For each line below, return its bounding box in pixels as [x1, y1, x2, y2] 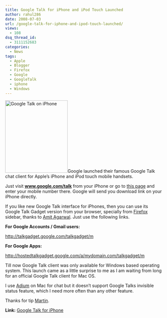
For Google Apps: [5, 243, 42, 249]
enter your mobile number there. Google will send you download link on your [5, 188, 162, 194]
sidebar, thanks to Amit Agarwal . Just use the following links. [5, 214, 130, 220]
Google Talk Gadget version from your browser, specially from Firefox [5, 208, 148, 215]
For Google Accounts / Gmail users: [5, 223, 81, 230]
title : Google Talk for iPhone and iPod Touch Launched [5, 7, 123, 12]
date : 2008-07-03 [5, 16, 41, 21]
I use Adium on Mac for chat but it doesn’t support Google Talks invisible [5, 283, 154, 289]
